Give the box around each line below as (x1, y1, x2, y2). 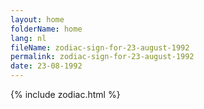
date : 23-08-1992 (10, 61, 83, 71)
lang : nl (10, 33, 47, 43)
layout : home (10, 14, 65, 25)
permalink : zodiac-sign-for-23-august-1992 (10, 52, 195, 62)
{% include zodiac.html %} (10, 89, 121, 100)
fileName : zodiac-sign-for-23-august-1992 (10, 42, 190, 53)
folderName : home (10, 24, 83, 34)
